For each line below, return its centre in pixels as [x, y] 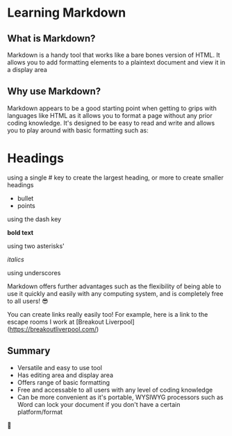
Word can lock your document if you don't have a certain [99, 404]
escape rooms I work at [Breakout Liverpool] [71, 322]
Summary [29, 351]
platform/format [40, 412]
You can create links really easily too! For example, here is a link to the [108, 314]
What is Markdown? [51, 38]
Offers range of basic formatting [63, 382]
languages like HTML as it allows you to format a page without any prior [110, 115]
